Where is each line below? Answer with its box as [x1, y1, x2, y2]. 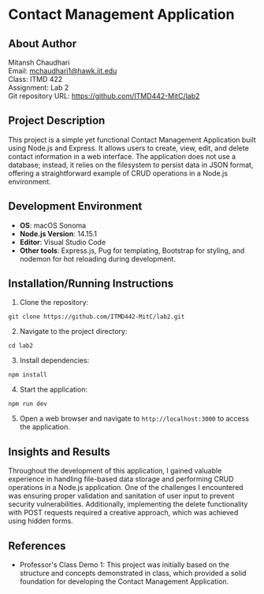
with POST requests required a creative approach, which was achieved [8, 508, 239, 518]
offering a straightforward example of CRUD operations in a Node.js [8, 168, 229, 178]
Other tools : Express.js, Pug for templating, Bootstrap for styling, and [19, 246, 245, 255]
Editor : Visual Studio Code [19, 237, 106, 247]
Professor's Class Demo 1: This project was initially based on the [19, 560, 230, 570]
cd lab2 [8, 342, 34, 350]
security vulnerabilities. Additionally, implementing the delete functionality [8, 499, 248, 509]
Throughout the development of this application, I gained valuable [8, 466, 222, 476]
